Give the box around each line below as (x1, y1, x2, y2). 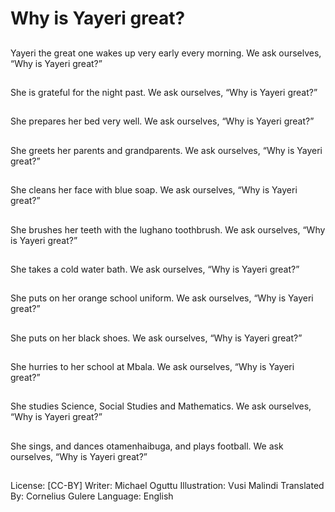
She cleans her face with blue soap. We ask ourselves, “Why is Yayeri (10, 184, 298, 196)
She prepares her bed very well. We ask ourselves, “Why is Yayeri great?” (10, 115, 315, 127)
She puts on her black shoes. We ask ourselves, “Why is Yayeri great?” (10, 332, 303, 344)
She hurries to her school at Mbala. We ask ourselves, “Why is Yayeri (10, 361, 295, 373)
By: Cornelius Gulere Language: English (10, 490, 174, 502)
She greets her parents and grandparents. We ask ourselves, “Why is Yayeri (10, 144, 323, 156)
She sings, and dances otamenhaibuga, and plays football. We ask (10, 440, 284, 452)
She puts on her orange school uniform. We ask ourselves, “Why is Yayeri (10, 292, 314, 304)
